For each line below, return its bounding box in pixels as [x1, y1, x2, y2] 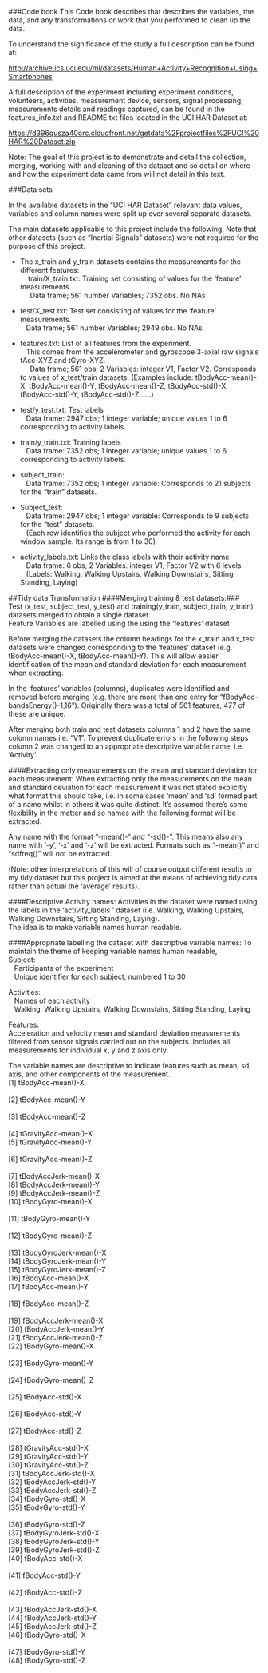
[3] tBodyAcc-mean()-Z [8, 1112, 86, 1121]
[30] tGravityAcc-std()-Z [8, 1460, 89, 1470]
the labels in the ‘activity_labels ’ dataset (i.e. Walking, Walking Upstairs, [8, 905, 245, 915]
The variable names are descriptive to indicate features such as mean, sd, [8, 1061, 251, 1070]
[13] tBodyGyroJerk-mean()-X [8, 1248, 107, 1257]
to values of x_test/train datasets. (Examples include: [19, 373, 194, 382]
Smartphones [8, 72, 53, 81]
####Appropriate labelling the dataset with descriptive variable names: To [8, 938, 252, 947]
